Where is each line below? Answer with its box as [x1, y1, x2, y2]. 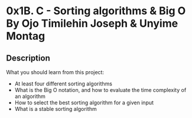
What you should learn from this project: [6, 69, 105, 75]
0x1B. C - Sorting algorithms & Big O [6, 4, 186, 18]
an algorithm [14, 93, 46, 100]
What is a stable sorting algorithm [14, 106, 97, 112]
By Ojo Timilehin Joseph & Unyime [6, 17, 178, 30]
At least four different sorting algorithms [14, 80, 112, 87]
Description [6, 53, 50, 63]
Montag [6, 30, 45, 43]
